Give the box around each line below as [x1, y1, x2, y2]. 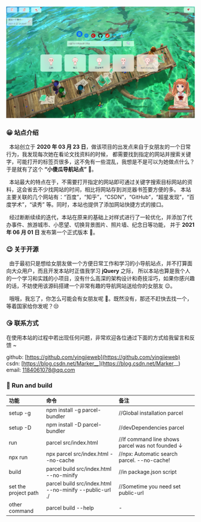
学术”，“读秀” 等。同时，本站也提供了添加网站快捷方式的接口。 [11, 201, 167, 208]
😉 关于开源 [6, 245, 39, 253]
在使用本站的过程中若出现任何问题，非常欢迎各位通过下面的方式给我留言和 [6, 334, 190, 341]
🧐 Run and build [6, 381, 53, 389]
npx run [8, 454, 28, 461]
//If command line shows [118, 436, 179, 443]
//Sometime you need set [118, 483, 181, 490]
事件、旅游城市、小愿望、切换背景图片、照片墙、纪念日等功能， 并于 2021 [11, 221, 194, 229]
